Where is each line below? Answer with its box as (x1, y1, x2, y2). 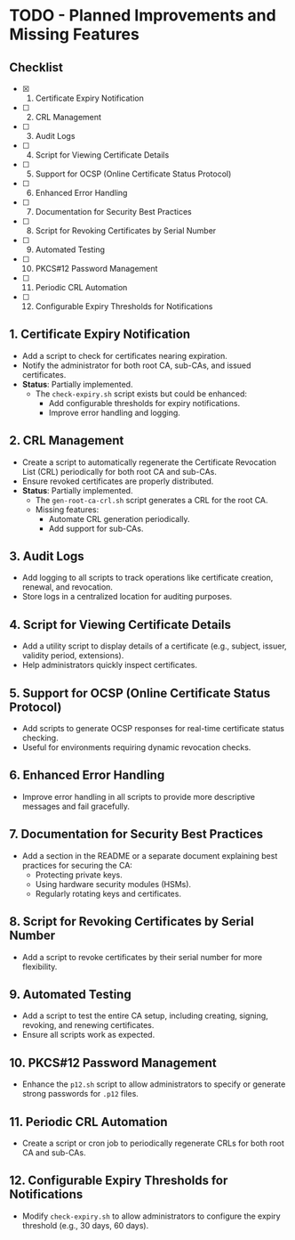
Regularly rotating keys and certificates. (35, 888, 182, 899)
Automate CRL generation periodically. (48, 513, 190, 524)
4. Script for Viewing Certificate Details (9, 616, 232, 632)
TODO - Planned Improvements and (9, 5, 277, 26)
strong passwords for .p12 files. (21, 1089, 140, 1099)
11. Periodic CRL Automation (9, 1114, 168, 1130)
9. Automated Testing (9, 986, 132, 1002)
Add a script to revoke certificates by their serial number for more (21, 951, 263, 962)
